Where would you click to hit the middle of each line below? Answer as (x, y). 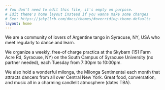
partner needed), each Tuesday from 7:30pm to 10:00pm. (63, 62)
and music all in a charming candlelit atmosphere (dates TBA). (68, 83)
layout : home (18, 23)
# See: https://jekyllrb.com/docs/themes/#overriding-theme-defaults (78, 19)
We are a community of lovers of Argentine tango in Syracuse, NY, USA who (82, 37)
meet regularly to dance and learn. (40, 43)
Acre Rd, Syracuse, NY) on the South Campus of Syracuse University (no (79, 58)
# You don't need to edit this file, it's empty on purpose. (69, 10)
